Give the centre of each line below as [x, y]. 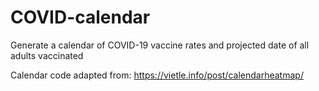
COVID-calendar [80, 17]
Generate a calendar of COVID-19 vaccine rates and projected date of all [160, 45]
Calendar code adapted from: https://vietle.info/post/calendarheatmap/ [157, 75]
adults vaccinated [47, 55]
